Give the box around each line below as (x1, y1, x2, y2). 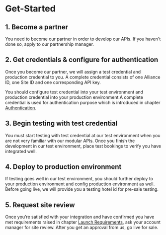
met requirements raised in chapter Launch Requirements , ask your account (5, 219, 161, 225)
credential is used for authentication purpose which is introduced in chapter (5, 99, 161, 105)
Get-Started (5, 3, 56, 14)
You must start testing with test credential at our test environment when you (5, 132, 161, 138)
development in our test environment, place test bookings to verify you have (5, 143, 162, 149)
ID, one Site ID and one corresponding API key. (5, 79, 101, 85)
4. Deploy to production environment (5, 162, 122, 171)
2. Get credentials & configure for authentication (5, 56, 159, 64)
